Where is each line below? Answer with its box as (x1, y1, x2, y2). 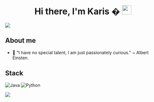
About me (5, 36, 36, 45)
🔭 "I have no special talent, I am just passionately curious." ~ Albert (12, 49, 149, 55)
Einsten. (12, 55, 29, 61)
